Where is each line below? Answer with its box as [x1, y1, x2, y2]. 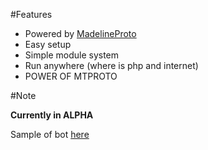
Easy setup [24, 39, 72, 50]
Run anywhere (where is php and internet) [24, 60, 199, 71]
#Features [10, 9, 53, 20]
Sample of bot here [10, 129, 90, 140]
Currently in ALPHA [10, 109, 94, 121]
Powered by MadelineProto [24, 28, 137, 39]
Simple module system [24, 49, 120, 61]
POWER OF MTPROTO [24, 70, 118, 82]
